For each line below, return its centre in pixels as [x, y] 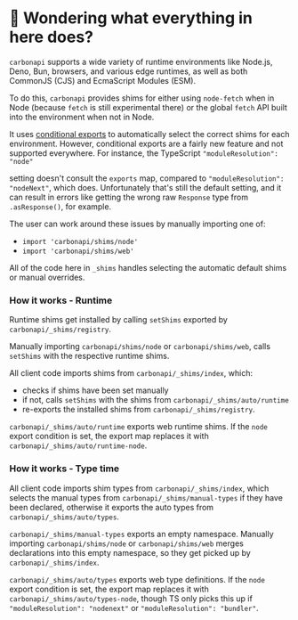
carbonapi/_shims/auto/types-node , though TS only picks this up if [131, 598]
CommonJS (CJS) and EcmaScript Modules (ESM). [103, 80]
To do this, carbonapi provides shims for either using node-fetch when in [142, 98]
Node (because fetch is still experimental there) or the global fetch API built [148, 107]
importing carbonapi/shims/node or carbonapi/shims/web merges [127, 543]
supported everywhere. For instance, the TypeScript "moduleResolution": [144, 153]
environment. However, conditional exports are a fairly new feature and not [146, 143]
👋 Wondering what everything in [131, 18]
